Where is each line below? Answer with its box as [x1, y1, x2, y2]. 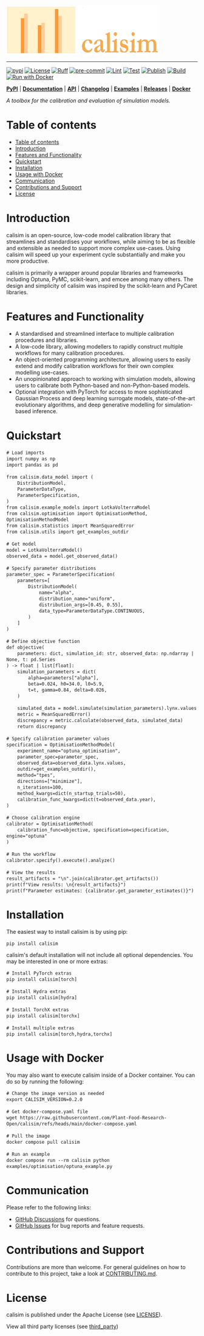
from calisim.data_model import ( [6, 474, 94, 480]
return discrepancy [17, 723, 67, 729]
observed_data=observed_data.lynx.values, [17, 760, 126, 766]
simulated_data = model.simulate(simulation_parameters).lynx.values [17, 705, 197, 711]
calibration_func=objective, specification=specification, [17, 827, 170, 833]
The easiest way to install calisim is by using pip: [6, 928, 128, 935]
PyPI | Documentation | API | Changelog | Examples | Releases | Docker [6, 85, 191, 92]
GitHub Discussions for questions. [15, 1216, 101, 1223]
